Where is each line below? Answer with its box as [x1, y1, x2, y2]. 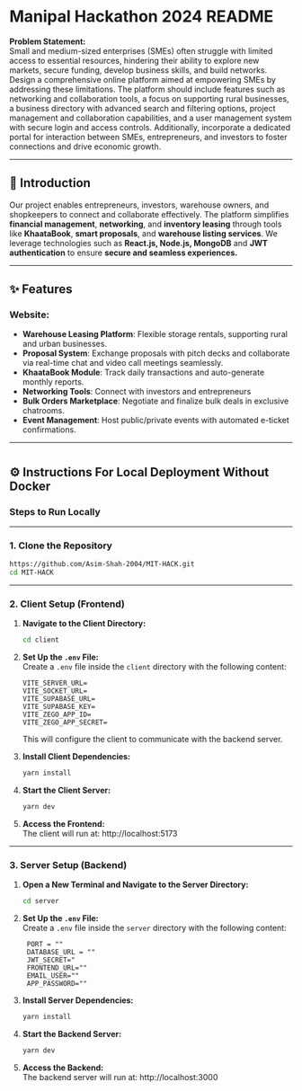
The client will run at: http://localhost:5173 [22, 828, 178, 838]
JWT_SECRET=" [26, 955, 75, 965]
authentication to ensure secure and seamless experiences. [9, 247, 238, 258]
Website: [9, 308, 49, 321]
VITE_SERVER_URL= [22, 679, 88, 688]
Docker [9, 478, 51, 493]
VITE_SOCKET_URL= [22, 687, 88, 696]
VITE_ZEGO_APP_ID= [22, 710, 92, 720]
